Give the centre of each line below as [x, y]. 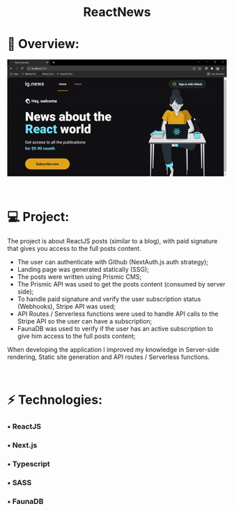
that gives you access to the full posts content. [74, 249]
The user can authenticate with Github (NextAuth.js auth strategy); [113, 262]
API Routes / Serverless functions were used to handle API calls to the [118, 314]
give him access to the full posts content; [76, 336]
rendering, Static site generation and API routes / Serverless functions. [109, 357]
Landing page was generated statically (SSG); [83, 270]
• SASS [19, 482]
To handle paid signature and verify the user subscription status [109, 299]
